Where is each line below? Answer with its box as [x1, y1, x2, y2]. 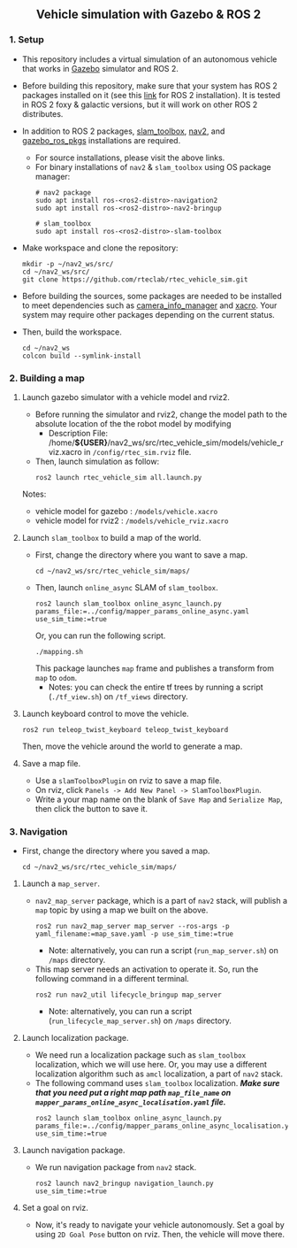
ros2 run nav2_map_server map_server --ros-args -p [34, 922, 230, 931]
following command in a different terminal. [34, 974, 190, 984]
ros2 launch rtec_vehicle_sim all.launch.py [34, 473, 202, 481]
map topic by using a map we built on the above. [34, 905, 209, 915]
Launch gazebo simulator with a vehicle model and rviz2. [21, 391, 230, 402]
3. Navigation [9, 825, 68, 837]
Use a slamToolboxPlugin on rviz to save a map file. [34, 774, 223, 786]
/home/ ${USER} [48, 437, 108, 448]
